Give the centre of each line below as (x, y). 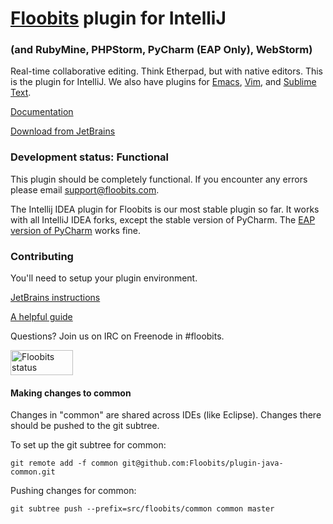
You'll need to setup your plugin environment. (104, 278)
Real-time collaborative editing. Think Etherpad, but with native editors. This (166, 71)
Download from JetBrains (63, 131)
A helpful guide (41, 317)
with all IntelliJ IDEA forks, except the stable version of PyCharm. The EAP (163, 219)
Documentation (42, 112)
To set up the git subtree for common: (88, 445)
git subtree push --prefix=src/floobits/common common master (142, 509)
